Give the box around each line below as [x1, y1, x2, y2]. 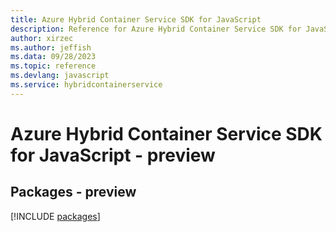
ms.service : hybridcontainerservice [10, 80, 163, 90]
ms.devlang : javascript [10, 71, 110, 81]
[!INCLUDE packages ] [10, 210, 101, 222]
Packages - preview [10, 184, 137, 201]
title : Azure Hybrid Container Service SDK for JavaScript [10, 14, 262, 25]
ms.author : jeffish [10, 42, 92, 53]
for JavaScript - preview [10, 144, 216, 166]
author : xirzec [10, 33, 74, 43]
